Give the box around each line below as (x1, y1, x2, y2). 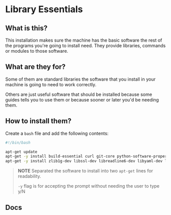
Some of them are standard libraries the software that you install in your (5, 76, 156, 82)
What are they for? (5, 62, 66, 71)
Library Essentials (5, 4, 83, 15)
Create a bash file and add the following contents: (5, 130, 109, 136)
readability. (17, 173, 42, 180)
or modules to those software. (5, 48, 69, 54)
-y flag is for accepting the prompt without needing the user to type (17, 183, 160, 189)
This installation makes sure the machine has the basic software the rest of (5, 37, 162, 43)
